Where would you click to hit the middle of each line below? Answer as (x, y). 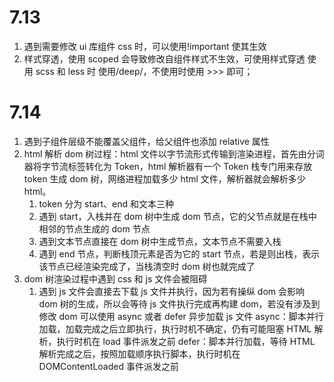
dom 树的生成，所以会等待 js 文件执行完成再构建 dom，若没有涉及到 (179, 303)
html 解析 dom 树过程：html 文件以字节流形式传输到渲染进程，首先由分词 (174, 153)
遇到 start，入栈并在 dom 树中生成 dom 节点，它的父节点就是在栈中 (177, 216)
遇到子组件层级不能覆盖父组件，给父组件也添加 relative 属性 (146, 141)
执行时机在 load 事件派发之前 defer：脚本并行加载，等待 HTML (186, 341)
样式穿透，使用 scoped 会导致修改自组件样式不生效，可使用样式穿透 (164, 58)
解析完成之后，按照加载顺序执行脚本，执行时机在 (139, 353)
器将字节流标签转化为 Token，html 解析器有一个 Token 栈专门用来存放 (168, 166)
